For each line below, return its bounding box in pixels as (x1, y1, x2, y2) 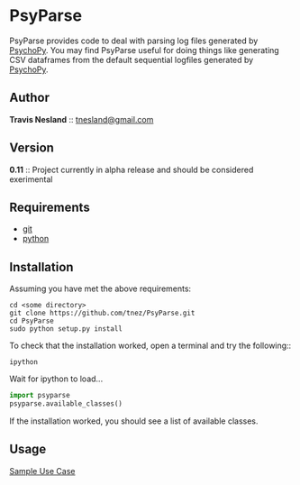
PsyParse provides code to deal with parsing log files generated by (9, 35, 259, 46)
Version (9, 141, 54, 156)
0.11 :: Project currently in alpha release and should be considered (9, 164, 254, 175)
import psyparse (9, 391, 70, 400)
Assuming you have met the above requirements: (9, 283, 192, 294)
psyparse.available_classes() (9, 399, 123, 408)
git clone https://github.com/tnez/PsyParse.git (9, 308, 195, 318)
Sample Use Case (9, 465, 76, 476)
